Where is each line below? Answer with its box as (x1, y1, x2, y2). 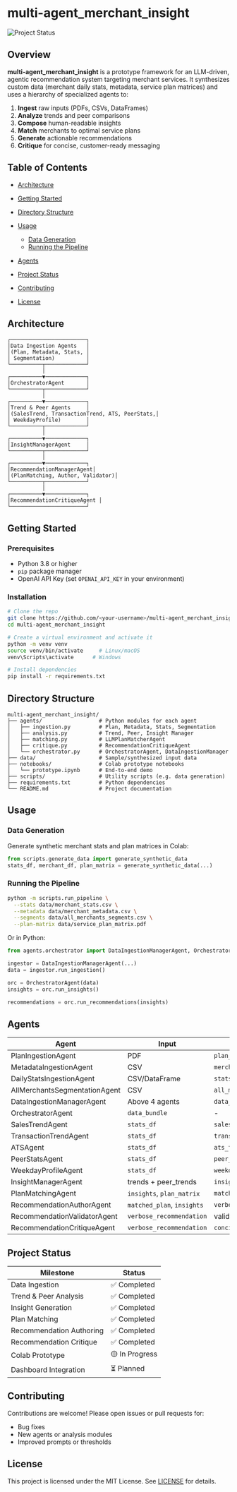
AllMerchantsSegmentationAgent (11, 1085, 121, 1095)
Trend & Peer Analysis (11, 1292, 84, 1301)
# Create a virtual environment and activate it (7, 634, 153, 641)
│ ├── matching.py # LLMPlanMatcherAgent (7, 736, 166, 743)
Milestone (39, 1268, 75, 1278)
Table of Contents (7, 162, 88, 174)
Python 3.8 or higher (17, 560, 78, 568)
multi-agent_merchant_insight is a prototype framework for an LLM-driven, (7, 67, 230, 76)
